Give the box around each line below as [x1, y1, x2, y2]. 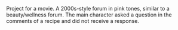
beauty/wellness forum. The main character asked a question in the [6, 11, 172, 18]
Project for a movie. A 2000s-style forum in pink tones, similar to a [6, 5, 170, 12]
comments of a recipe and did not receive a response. [6, 18, 139, 24]
